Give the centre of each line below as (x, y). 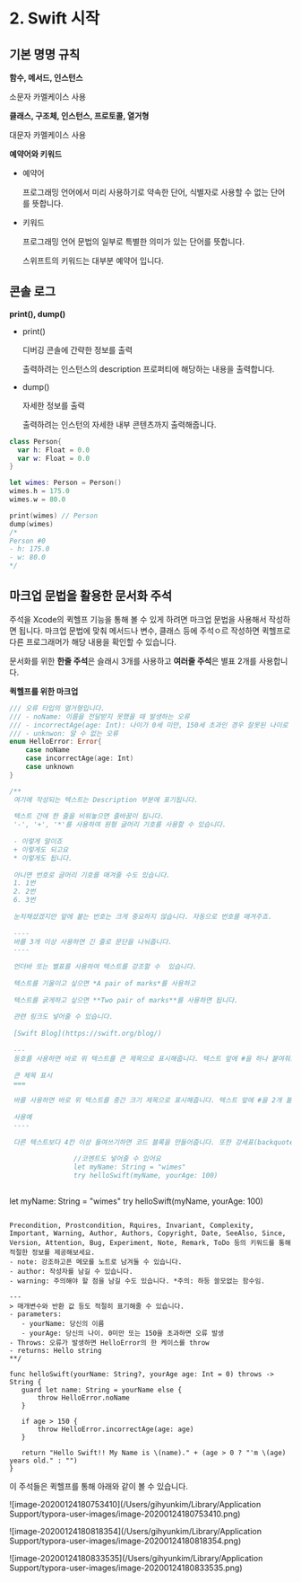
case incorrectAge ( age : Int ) (80, 759)
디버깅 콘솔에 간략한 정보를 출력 (77, 349)
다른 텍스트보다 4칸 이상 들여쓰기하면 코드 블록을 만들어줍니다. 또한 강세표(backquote (153, 1142)
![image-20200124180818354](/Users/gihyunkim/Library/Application (136, 1531)
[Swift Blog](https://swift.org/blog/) (88, 1034)
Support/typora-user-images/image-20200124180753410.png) (125, 1514)
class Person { (36, 441)
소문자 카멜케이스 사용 (48, 97)
